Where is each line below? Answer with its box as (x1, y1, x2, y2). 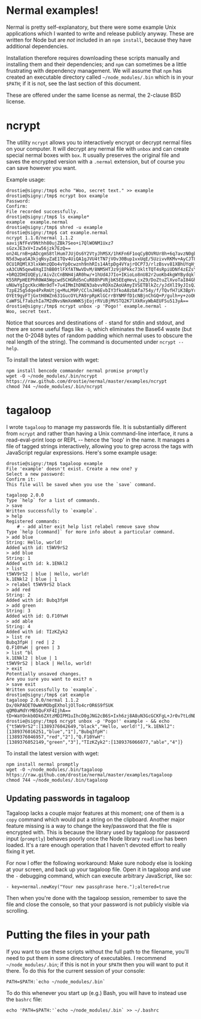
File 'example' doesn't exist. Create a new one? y (6, 466, 138, 472)
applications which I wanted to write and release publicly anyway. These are (6, 29, 194, 37)
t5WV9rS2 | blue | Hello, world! (6, 571, 90, 577)
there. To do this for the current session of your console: (6, 967, 145, 974)
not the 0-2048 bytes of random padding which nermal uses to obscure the (6, 332, 193, 339)
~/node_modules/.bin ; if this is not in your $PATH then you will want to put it (6, 961, 188, 968)
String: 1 (6, 555, 31, 561)
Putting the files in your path (6, 928, 151, 941)
